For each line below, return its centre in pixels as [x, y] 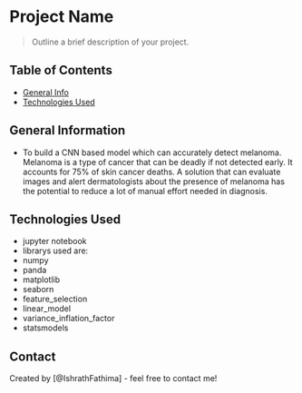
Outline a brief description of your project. [110, 42]
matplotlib [41, 280]
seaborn [38, 290]
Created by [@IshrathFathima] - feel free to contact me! [113, 378]
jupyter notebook [54, 241]
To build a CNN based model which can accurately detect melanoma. [152, 152]
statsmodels [45, 328]
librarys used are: [55, 251]
